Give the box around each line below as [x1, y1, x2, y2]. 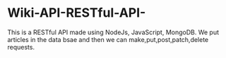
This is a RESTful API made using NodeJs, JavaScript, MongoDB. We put [7, 28, 220, 36]
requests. [7, 43, 35, 51]
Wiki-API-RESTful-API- [7, 5, 146, 21]
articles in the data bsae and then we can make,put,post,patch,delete [7, 35, 209, 43]
